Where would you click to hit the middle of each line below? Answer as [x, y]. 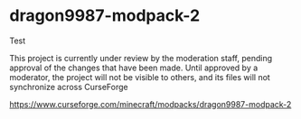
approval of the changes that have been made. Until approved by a [134, 68]
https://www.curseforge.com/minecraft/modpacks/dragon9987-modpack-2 [150, 104]
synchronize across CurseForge [69, 87]
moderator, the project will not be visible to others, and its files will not [140, 77]
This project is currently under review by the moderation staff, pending [141, 58]
